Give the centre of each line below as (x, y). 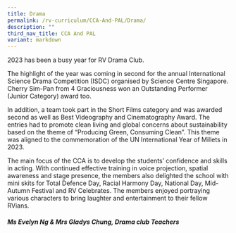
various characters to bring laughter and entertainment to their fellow (107, 199)
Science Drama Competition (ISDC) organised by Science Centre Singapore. (118, 81)
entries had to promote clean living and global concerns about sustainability (117, 125)
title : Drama (26, 14)
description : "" (31, 27)
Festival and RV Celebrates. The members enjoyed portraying (120, 191)
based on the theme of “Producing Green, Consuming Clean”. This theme (113, 132)
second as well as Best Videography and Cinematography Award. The (108, 118)
